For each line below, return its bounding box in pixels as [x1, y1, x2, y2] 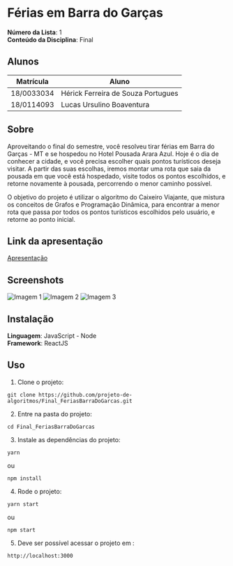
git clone [7, 391, 36, 398]
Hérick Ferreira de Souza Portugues [61, 88, 179, 98]
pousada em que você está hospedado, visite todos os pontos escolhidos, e [7, 171, 226, 180]
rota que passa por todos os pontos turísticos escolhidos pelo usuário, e [7, 208, 216, 216]
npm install [7, 474, 42, 482]
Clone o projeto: [17, 378, 64, 386]
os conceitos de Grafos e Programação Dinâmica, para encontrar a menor [7, 200, 220, 208]
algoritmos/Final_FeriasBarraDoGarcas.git [7, 397, 133, 404]
